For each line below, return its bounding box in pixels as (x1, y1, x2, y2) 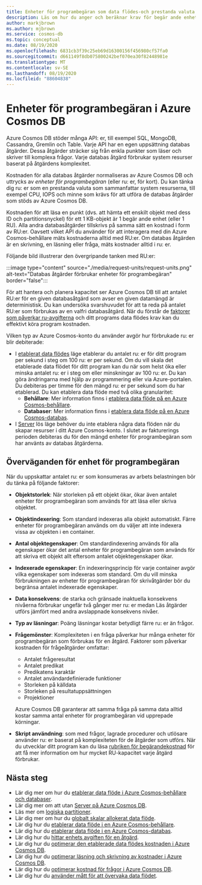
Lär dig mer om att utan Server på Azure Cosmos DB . (14, 801, 147, 809)
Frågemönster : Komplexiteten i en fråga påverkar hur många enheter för (14, 631, 195, 638)
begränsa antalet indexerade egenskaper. (14, 583, 118, 590)
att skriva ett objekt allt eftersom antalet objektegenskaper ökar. (14, 553, 174, 560)
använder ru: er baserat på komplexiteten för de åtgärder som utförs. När (14, 736, 196, 743)
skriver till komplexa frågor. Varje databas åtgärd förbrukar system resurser (6, 154, 193, 161)
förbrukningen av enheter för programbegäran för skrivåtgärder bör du (14, 577, 191, 584)
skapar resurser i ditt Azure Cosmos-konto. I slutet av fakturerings (14, 427, 179, 434)
